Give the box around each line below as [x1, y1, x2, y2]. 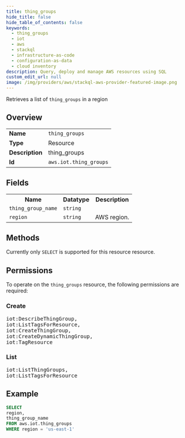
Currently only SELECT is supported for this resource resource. [6, 248, 156, 255]
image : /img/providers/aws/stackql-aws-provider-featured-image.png [6, 80, 177, 86]
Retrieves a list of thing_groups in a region [6, 96, 108, 103]
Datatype [62, 195, 90, 203]
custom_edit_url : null [6, 74, 62, 80]
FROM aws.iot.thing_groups [6, 421, 72, 427]
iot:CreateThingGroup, [6, 327, 72, 333]
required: [6, 287, 28, 294]
